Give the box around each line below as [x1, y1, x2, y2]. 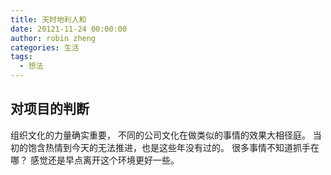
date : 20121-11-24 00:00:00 [10, 24, 128, 34]
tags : [10, 52, 33, 62]
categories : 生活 [10, 42, 80, 53]
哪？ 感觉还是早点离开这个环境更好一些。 [10, 154, 180, 166]
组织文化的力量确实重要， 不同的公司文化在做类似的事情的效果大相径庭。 [10, 129, 311, 141]
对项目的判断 [10, 101, 90, 118]
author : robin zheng [10, 33, 97, 43]
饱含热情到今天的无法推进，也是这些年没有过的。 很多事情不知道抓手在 [27, 141, 320, 153]
